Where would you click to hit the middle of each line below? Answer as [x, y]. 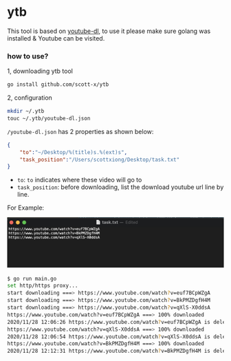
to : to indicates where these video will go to [79, 180]
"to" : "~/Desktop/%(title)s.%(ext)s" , [74, 152]
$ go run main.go [32, 278]
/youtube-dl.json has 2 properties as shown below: [80, 131]
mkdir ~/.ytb [26, 111]
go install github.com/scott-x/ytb [58, 85]
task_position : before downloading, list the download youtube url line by [120, 187]
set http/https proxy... [43, 286]
